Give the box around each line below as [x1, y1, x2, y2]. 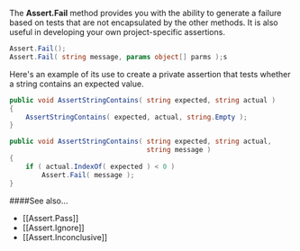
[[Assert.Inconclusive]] [22, 231, 108, 242]
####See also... [9, 195, 68, 206]
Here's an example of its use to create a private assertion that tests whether [9, 68, 291, 79]
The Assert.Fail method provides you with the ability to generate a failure [9, 8, 282, 18]
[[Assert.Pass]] [22, 212, 79, 223]
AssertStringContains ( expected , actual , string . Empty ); [25, 112, 248, 121]
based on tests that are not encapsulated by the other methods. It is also [9, 17, 278, 28]
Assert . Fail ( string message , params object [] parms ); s [9, 52, 228, 61]
